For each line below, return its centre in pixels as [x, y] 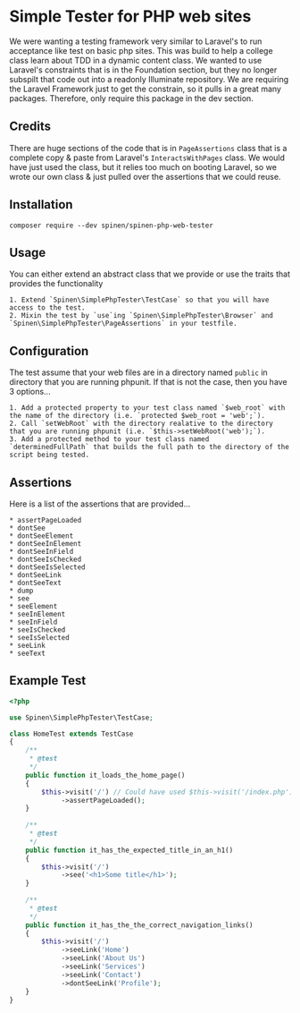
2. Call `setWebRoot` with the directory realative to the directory [142, 424]
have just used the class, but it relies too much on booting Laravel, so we [143, 166]
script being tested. [50, 455]
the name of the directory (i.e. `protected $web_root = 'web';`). [137, 416]
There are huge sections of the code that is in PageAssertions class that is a [148, 148]
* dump [21, 591]
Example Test [48, 681]
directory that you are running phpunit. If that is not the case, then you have [148, 382]
